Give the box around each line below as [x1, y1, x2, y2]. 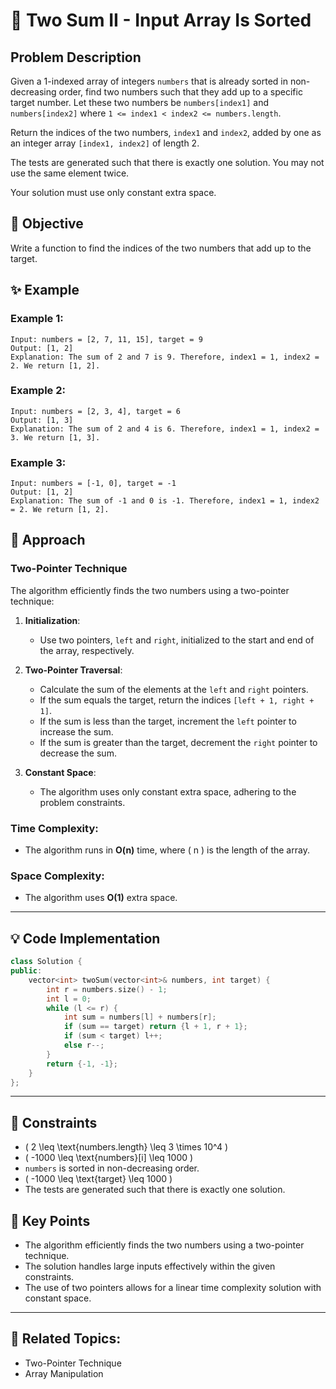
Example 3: [10, 455, 67, 469]
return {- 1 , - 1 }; [46, 1059, 118, 1069]
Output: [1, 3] [10, 415, 74, 425]
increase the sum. [39, 725, 114, 738]
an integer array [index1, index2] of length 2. [10, 137, 200, 149]
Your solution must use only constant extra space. [10, 187, 217, 198]
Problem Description [10, 49, 142, 66]
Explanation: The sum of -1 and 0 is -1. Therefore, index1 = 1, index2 [10, 496, 320, 506]
